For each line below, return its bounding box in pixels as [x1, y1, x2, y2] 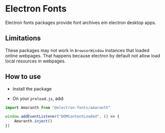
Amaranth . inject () [14, 118, 52, 124]
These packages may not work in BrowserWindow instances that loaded [5, 47, 150, 53]
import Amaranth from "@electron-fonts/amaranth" [5, 105, 111, 110]
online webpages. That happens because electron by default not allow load [5, 52, 160, 58]
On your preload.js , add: [12, 95, 64, 101]
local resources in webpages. [5, 58, 66, 64]
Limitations [5, 34, 41, 42]
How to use [5, 72, 41, 81]
